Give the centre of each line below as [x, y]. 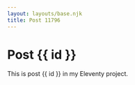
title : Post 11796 [34, 20]
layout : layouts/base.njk [45, 14]
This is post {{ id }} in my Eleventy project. [68, 74]
